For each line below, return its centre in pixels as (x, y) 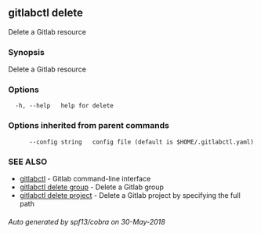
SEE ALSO (28, 162)
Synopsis (26, 52)
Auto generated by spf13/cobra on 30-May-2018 (87, 221)
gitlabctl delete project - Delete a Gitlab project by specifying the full (130, 195)
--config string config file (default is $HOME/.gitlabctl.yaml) (141, 142)
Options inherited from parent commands (89, 126)
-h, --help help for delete (64, 106)
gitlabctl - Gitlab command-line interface (85, 179)
